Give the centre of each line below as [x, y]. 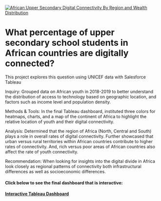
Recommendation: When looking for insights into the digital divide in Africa [80, 161]
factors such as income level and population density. [58, 102]
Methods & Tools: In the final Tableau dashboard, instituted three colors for [80, 111]
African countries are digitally [67, 53]
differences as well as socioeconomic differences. [55, 171]
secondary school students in [67, 43]
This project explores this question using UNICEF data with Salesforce [76, 77]
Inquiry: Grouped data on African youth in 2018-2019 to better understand [79, 91]
